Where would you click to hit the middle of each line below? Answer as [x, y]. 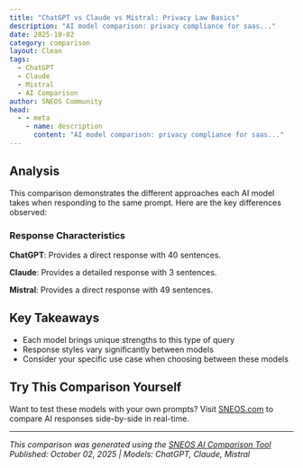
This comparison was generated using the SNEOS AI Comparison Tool [141, 444]
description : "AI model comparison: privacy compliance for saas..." [143, 26]
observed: [28, 211]
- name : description [64, 127]
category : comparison [50, 43]
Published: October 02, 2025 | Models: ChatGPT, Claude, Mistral [130, 454]
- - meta [34, 118]
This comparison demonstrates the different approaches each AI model [142, 193]
